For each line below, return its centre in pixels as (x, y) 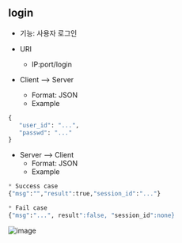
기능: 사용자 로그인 (48, 33)
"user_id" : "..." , (49, 125)
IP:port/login (52, 64)
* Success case (33, 186)
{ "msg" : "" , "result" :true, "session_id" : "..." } (84, 194)
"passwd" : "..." (45, 133)
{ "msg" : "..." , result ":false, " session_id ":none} (92, 215)
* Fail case (28, 208)
